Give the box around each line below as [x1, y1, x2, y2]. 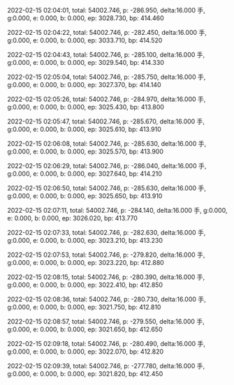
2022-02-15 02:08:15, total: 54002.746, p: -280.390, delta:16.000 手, [7, 273, 205, 281]
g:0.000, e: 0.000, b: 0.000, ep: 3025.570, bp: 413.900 [7, 147, 164, 156]
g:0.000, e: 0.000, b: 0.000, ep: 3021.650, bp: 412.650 [7, 325, 163, 333]
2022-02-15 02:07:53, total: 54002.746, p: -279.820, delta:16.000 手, [7, 250, 205, 259]
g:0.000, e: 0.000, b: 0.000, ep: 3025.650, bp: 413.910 [7, 192, 163, 200]
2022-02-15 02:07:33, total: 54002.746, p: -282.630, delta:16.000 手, [7, 229, 206, 236]
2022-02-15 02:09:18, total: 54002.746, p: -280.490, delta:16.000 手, [7, 340, 206, 347]
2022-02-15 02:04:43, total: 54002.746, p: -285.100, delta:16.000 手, [7, 51, 205, 59]
